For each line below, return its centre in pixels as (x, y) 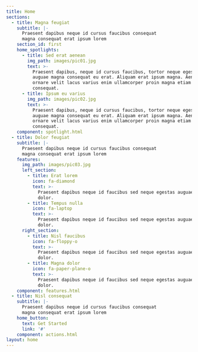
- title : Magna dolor (54, 263)
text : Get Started (44, 323)
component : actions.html (47, 334)
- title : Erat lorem (52, 176)
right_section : (40, 230)
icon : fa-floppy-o (55, 241)
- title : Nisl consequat (42, 296)
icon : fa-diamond (54, 181)
